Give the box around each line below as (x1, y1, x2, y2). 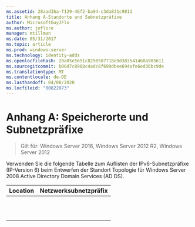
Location (9, 186, 34, 195)
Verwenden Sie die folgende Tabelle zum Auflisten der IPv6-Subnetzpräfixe (6, 160, 189, 167)
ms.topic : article (6, 42, 51, 48)
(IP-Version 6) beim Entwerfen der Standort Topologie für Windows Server (6, 166, 186, 173)
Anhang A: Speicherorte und (6, 111, 149, 124)
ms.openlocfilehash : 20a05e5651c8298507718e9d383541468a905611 (6, 58, 164, 64)
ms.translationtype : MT (6, 69, 65, 75)
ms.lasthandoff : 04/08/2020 (6, 80, 75, 86)
